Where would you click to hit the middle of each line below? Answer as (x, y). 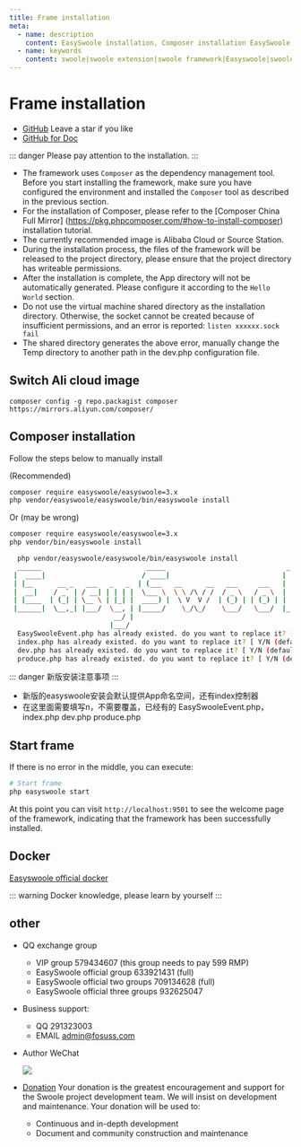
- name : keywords (50, 51)
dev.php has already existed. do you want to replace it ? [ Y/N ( (144, 650)
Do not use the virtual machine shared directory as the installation (144, 306)
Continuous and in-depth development (107, 1124)
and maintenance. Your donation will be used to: (111, 1106)
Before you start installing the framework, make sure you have (137, 182)
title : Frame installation (60, 18)
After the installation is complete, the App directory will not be (136, 277)
